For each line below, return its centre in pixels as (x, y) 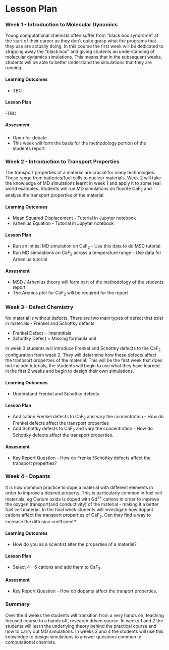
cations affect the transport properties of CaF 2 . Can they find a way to (78, 516)
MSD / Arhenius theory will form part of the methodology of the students (88, 282)
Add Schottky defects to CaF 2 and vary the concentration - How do (82, 429)
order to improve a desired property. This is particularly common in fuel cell (84, 492)
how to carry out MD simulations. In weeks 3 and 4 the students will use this (84, 631)
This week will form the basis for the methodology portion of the (79, 143)
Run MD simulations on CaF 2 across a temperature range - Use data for (87, 253)
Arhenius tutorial (30, 259)
